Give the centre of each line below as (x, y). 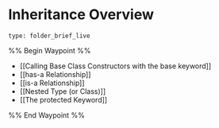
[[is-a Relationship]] (52, 83)
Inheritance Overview (81, 15)
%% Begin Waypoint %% (50, 50)
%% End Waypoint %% (46, 115)
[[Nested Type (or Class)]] (63, 91)
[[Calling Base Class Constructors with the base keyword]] (115, 66)
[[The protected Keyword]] (63, 99)
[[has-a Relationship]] (55, 74)
